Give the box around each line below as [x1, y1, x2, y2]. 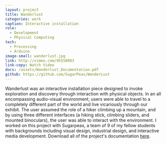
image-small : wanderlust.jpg [5, 53, 66, 59]
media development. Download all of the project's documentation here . [5, 133, 151, 139]
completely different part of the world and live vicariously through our [5, 101, 148, 107]
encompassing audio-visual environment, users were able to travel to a [5, 96, 151, 102]
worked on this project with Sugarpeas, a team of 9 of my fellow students [5, 122, 156, 128]
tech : [5, 40, 16, 45]
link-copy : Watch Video [5, 63, 55, 68]
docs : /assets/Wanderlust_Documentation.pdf [5, 68, 99, 72]
